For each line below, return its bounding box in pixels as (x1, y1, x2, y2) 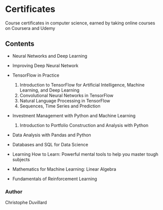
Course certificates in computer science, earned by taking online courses (5, 20, 155, 26)
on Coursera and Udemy (5, 25, 55, 31)
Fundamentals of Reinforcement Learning (12, 176, 98, 182)
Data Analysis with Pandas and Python (12, 132, 92, 138)
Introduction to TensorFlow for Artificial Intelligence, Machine (19, 82, 145, 88)
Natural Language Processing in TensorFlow (19, 98, 110, 104)
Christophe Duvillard (5, 200, 47, 206)
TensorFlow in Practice (12, 72, 59, 78)
